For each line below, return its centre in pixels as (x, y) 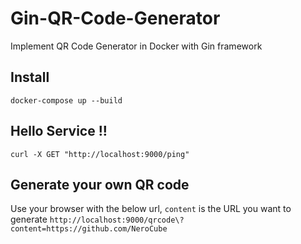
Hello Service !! (59, 131)
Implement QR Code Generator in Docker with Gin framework (136, 46)
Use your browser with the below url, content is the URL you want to (151, 209)
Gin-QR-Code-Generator (115, 18)
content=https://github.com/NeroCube (89, 229)
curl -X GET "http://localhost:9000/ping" (100, 154)
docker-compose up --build (66, 100)
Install (30, 77)
